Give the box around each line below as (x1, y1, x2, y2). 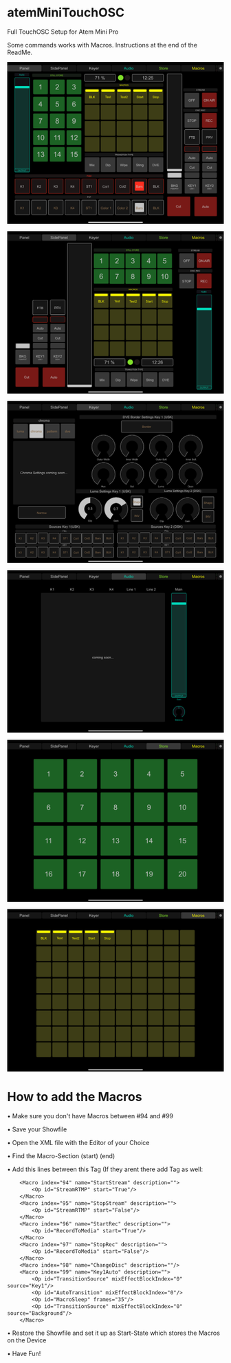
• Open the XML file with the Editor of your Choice (7, 1138, 150, 1146)
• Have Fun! (7, 1349, 41, 1358)
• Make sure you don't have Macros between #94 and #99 (7, 1111, 174, 1120)
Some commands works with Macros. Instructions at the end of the (7, 41, 198, 49)
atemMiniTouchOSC (7, 5, 125, 21)
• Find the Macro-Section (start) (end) (7, 1151, 115, 1160)
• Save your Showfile (7, 1125, 67, 1133)
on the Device (7, 1336, 47, 1344)
